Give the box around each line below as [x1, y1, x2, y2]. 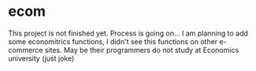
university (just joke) [8, 54, 75, 63]
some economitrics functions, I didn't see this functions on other [8, 36, 218, 46]
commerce [8, 45, 43, 54]
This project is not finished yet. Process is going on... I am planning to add [8, 28, 248, 38]
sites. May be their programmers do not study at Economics [44, 45, 239, 54]
